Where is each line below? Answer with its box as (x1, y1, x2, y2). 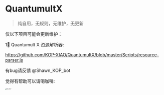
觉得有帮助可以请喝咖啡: (5, 78, 55, 84)
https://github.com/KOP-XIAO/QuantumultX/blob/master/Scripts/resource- (5, 51, 159, 58)
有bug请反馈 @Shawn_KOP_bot (5, 67, 71, 73)
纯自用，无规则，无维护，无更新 (17, 20, 84, 26)
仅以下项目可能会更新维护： (5, 31, 63, 37)
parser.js (5, 57, 24, 63)
